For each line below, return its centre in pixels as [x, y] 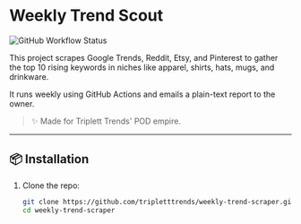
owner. [22, 103]
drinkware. [29, 76]
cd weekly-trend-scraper [69, 210]
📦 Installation [49, 159]
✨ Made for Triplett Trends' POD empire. [106, 121]
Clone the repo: [51, 185]
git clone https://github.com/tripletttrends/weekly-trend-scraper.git [159, 202]
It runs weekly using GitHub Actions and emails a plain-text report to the [142, 94]
